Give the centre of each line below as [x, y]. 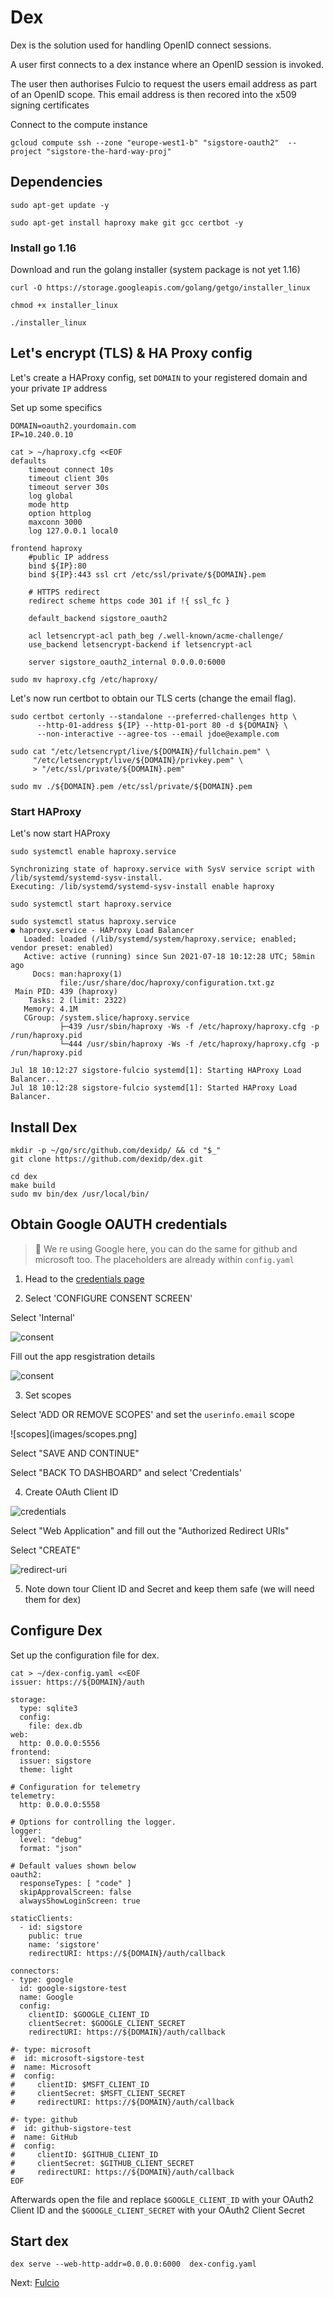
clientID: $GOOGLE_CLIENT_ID [89, 2014]
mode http [49, 504]
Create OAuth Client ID [71, 1492]
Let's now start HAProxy [60, 833]
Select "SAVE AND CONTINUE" [75, 1453]
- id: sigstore [51, 1927]
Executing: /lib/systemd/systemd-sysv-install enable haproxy [142, 887]
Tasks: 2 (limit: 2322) [78, 1001]
